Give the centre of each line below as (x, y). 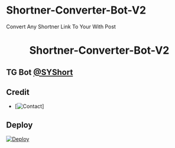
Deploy (20, 125)
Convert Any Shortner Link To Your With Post (61, 27)
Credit (18, 92)
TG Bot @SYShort (40, 72)
